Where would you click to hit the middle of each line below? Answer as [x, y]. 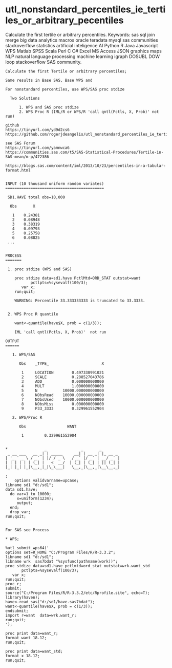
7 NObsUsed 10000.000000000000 [62, 399]
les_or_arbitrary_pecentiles [64, 20]
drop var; [20, 512]
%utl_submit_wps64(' [27, 548]
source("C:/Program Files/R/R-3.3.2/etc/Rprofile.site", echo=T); [78, 593]
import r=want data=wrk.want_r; [41, 615]
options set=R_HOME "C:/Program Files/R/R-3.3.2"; [60, 552]
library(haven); [23, 597]
